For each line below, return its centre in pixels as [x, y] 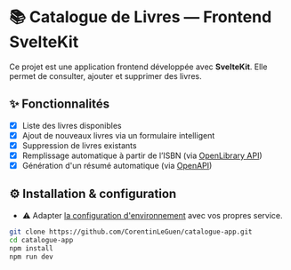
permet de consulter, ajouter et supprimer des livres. [105, 75]
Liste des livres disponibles [72, 125]
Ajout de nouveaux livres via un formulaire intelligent [118, 135]
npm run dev [31, 257]
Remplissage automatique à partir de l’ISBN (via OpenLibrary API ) [142, 155]
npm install [31, 248]
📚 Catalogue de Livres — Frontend [141, 17]
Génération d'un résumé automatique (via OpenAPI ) [117, 166]
